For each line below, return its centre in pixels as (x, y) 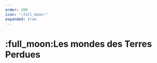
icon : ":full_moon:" (27, 14)
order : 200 (16, 10)
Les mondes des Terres (102, 44)
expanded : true (21, 19)
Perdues (23, 54)
